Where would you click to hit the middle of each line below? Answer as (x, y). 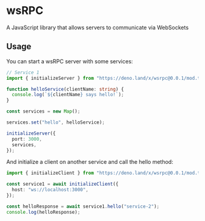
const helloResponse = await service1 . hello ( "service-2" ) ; (83, 206)
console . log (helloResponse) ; (43, 212)
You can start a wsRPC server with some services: (70, 61)
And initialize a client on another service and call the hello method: (90, 162)
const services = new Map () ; (43, 111)
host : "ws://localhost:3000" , (50, 190)
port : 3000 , (27, 139)
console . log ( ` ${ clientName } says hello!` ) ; (68, 95)
